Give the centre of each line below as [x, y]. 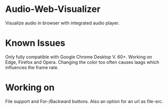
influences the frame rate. [32, 67]
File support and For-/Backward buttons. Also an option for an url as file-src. [84, 101]
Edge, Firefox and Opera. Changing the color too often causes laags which [82, 62]
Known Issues [35, 43]
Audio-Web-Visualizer [53, 9]
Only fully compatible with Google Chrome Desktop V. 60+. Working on [79, 57]
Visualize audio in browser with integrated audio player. [62, 23]
